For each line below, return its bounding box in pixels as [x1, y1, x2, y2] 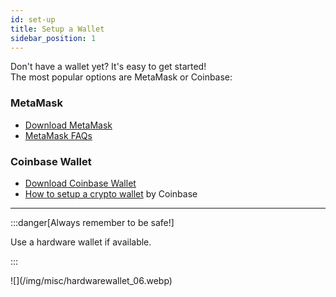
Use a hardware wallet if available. [10, 236, 152, 248]
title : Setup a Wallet [10, 24, 105, 34]
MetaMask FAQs [24, 129, 93, 141]
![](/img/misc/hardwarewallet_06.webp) [10, 274, 173, 286]
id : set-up [10, 14, 56, 25]
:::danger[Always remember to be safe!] [10, 216, 175, 228]
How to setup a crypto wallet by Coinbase [24, 187, 198, 200]
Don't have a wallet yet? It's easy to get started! [10, 61, 207, 73]
